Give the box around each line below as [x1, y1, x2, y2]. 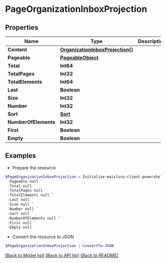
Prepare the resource [12, 164, 56, 170]
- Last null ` [7, 197, 35, 203]
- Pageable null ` [7, 179, 43, 184]
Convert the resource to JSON [12, 234, 74, 240]
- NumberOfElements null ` [7, 215, 61, 221]
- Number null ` [7, 207, 39, 211]
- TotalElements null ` [7, 193, 54, 198]
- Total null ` [7, 183, 37, 189]
